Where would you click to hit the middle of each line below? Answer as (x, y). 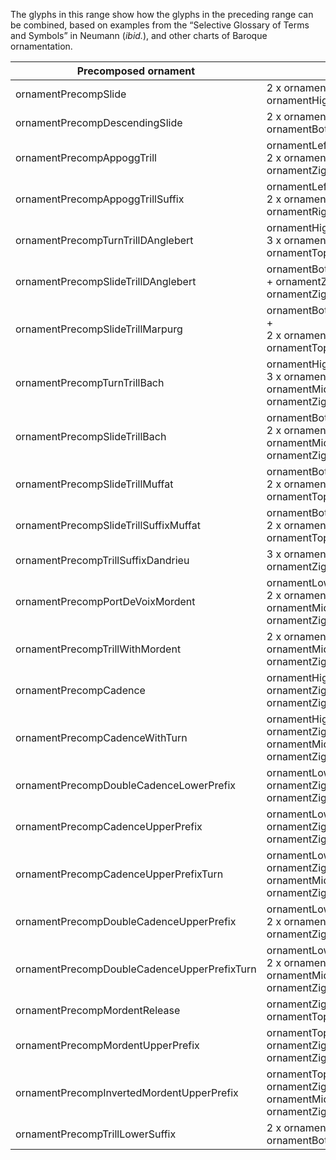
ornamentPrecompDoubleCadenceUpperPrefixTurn (136, 969)
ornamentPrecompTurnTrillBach (90, 382)
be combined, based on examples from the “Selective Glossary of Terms (160, 25)
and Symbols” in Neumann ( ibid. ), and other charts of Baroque (139, 35)
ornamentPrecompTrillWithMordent (98, 649)
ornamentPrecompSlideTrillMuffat (94, 484)
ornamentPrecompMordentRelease (98, 1010)
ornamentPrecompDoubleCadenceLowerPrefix (126, 785)
